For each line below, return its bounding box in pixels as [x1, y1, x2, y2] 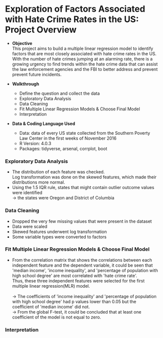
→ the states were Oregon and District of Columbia [12, 195, 114, 201]
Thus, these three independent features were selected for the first [12, 277, 145, 284]
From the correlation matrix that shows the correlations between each [12, 257, 152, 263]
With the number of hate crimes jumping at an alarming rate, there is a [12, 56, 153, 62]
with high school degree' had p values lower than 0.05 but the [12, 298, 136, 304]
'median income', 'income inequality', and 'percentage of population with [12, 267, 158, 273]
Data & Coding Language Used [12, 121, 75, 127]
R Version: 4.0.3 [19, 140, 52, 146]
